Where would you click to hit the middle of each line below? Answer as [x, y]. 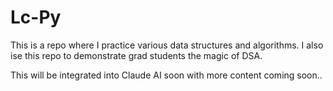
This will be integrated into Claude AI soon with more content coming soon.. [166, 75]
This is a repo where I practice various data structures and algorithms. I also [167, 45]
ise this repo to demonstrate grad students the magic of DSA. [136, 55]
